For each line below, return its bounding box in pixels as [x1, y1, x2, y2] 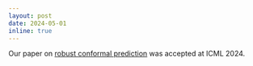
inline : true [8, 27, 53, 35]
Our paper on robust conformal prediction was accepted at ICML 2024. [8, 49, 246, 59]
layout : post [8, 11, 53, 20]
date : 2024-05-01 [8, 19, 67, 27]
